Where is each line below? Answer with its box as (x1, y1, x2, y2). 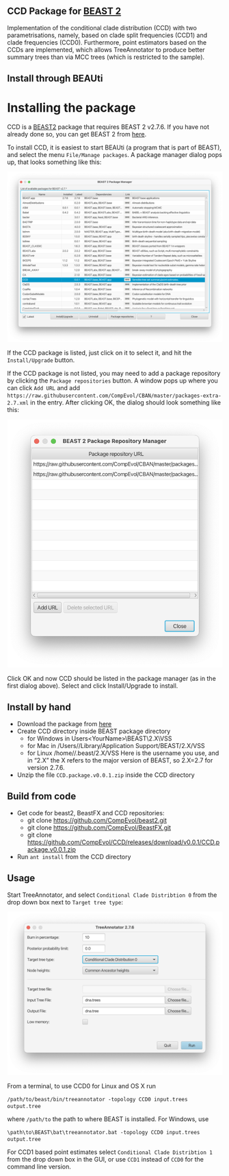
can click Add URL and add (7, 383, 81, 392)
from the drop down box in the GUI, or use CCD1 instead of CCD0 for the (7, 1155, 204, 1164)
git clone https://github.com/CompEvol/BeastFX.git (27, 823, 172, 832)
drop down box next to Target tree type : (7, 898, 124, 906)
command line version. (7, 1162, 72, 1171)
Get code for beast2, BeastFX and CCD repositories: (16, 808, 165, 817)
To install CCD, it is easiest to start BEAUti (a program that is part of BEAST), (7, 143, 222, 152)
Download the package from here (16, 719, 112, 728)
